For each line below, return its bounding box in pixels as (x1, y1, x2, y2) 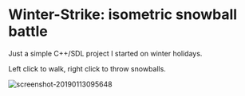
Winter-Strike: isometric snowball (8, 6, 238, 24)
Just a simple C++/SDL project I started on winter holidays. (8, 48, 203, 58)
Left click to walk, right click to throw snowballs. (8, 63, 166, 73)
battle (8, 22, 48, 40)
